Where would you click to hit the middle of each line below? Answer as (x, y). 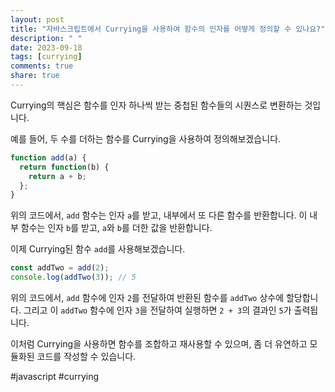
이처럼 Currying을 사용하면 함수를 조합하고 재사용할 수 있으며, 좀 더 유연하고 (159, 344)
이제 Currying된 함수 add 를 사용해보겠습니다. (98, 249)
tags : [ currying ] (46, 57)
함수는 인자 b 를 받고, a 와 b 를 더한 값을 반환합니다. (116, 228)
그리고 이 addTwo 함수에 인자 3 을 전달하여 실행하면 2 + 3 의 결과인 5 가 (157, 310)
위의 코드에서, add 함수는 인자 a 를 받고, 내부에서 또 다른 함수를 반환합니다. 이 (159, 215)
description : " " (46, 38)
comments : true (42, 66)
